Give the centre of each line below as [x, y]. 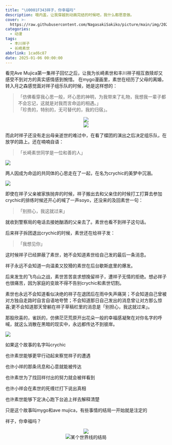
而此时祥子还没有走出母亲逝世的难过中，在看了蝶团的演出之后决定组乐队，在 [86, 135]
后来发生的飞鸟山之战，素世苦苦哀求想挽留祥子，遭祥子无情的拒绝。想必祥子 [86, 277]
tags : [11, 39]
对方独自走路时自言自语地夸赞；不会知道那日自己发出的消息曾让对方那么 [81, 301]
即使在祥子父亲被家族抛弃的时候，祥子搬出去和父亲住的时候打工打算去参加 [84, 194]
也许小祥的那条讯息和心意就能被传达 [44, 367]
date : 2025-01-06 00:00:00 [34, 58]
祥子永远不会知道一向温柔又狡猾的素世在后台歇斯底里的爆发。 [70, 266]
